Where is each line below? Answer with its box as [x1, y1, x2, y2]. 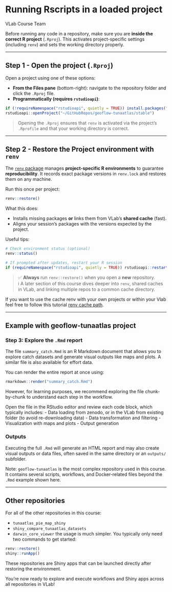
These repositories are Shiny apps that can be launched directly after [5, 560, 152, 566]
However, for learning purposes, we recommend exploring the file [5, 388, 144, 395]
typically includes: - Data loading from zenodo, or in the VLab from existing [5, 410, 164, 416]
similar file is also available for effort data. [5, 359, 93, 365]
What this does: [5, 206, 38, 212]
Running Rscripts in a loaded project [5, 4, 163, 15]
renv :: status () [5, 251, 38, 256]
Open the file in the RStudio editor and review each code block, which [5, 404, 153, 410]
